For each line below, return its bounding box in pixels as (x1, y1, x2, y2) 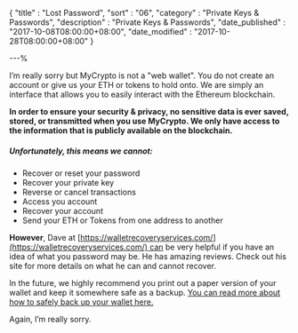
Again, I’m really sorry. (9, 313, 92, 324)
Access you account (21, 195, 98, 207)
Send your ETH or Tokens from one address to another (21, 215, 224, 226)
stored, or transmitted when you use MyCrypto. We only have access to (9, 115, 280, 126)
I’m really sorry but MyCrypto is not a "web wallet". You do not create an (9, 70, 274, 81)
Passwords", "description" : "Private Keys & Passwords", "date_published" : (9, 17, 286, 28)
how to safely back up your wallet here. (9, 297, 154, 307)
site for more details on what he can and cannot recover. (9, 260, 216, 271)
